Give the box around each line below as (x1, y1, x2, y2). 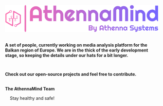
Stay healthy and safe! (9, 95, 55, 101)
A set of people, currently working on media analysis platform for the (5, 42, 147, 48)
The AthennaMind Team (5, 86, 55, 91)
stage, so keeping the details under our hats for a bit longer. (5, 52, 128, 58)
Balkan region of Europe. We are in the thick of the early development (5, 47, 148, 53)
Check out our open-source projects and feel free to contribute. (5, 71, 137, 77)
